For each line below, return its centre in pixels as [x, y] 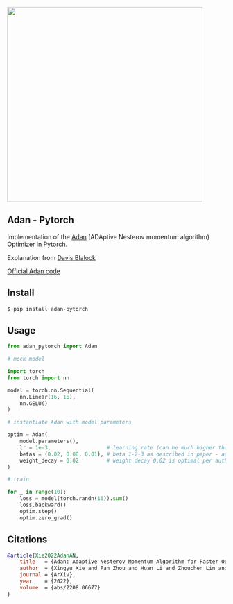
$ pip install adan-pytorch [48, 309]
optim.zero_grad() [46, 518]
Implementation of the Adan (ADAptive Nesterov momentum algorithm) [109, 236]
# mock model [26, 359]
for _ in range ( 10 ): [37, 492]
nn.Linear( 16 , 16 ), [48, 397]
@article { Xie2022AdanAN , [43, 555]
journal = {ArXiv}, [48, 575]
